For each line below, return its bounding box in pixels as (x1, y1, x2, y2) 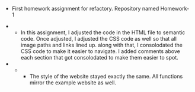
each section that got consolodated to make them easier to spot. (20, 54, 179, 61)
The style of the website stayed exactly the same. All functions (29, 73, 183, 80)
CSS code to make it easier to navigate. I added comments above (20, 48, 181, 55)
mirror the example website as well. (29, 79, 117, 86)
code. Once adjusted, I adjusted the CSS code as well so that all (20, 35, 177, 42)
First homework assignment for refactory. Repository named (11, 5, 159, 12)
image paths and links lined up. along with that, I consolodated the (20, 41, 183, 48)
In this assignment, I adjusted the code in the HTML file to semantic (20, 29, 186, 36)
